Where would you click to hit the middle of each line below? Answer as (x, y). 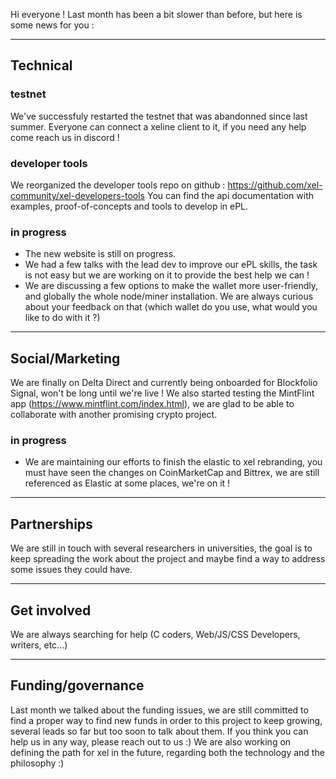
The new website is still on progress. (100, 254)
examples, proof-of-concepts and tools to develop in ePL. (129, 206)
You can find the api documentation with (230, 195)
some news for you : (52, 25)
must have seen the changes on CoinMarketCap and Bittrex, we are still (172, 473)
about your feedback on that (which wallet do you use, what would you (171, 307)
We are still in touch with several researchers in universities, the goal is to (161, 548)
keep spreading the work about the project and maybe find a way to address (168, 559)
